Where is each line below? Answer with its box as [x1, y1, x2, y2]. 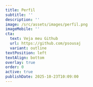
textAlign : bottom [5, 55, 44, 60]
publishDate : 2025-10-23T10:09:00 [5, 74, 79, 79]
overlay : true [5, 60, 36, 65]
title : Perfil [5, 7, 36, 13]
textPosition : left [5, 50, 47, 55]
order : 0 [5, 64, 24, 70]
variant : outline [10, 46, 47, 51]
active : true [5, 70, 33, 75]
